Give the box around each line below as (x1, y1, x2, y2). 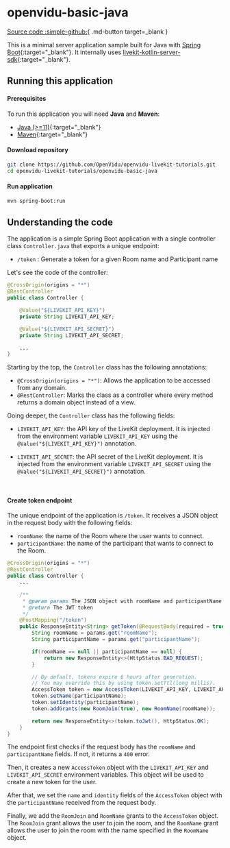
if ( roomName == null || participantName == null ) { (31, 648, 183, 655)
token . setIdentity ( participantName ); (31, 699, 139, 706)
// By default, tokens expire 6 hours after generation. (31, 673, 197, 680)
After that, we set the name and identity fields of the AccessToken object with (7, 791, 222, 799)
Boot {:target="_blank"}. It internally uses (7, 48, 122, 56)
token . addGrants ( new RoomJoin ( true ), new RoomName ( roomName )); (31, 705, 216, 712)
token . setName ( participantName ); (31, 692, 127, 700)
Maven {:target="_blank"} (16, 130, 88, 138)
